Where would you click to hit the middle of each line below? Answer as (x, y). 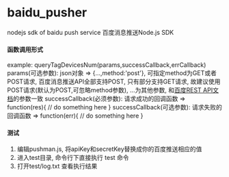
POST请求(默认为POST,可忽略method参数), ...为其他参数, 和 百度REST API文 (113, 90)
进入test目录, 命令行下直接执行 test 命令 (73, 158)
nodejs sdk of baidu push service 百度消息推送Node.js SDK (91, 32)
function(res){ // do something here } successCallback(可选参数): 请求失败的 (114, 107)
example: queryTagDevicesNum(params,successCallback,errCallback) (107, 65)
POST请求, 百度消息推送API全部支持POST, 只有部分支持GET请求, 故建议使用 (114, 82)
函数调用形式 (25, 49)
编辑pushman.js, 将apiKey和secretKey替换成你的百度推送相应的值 (109, 149)
